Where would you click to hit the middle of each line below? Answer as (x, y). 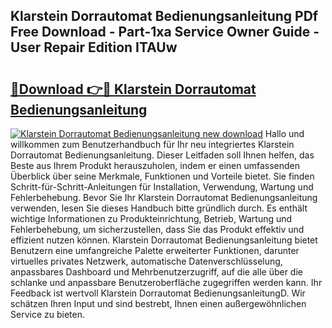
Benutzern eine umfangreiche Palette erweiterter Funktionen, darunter (155, 250)
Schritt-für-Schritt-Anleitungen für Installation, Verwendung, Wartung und (162, 187)
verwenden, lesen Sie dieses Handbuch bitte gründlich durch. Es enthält (159, 208)
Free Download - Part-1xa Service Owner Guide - (165, 32)
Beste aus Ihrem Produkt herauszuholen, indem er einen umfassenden (155, 165)
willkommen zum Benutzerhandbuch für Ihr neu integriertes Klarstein (152, 144)
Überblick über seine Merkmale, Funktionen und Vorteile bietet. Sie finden (162, 176)
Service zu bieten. (47, 314)
